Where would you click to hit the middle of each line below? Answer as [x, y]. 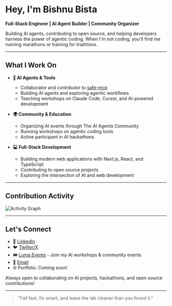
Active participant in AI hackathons [57, 137]
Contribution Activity [40, 196]
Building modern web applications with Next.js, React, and [82, 159]
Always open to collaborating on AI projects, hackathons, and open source [84, 278]
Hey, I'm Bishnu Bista [51, 9]
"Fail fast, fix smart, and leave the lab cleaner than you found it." [85, 298]
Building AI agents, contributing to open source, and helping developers [81, 33]
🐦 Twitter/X [25, 247]
